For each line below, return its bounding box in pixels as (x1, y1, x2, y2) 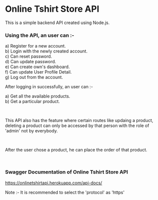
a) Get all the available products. (5, 93, 70, 99)
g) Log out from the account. (5, 75, 63, 80)
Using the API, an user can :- (5, 32, 74, 39)
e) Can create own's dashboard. (5, 64, 70, 70)
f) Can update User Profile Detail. (5, 69, 72, 75)
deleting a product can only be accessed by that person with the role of (5, 123, 149, 128)
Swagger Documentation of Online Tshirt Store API (5, 169, 128, 175)
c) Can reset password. (5, 53, 52, 59)
